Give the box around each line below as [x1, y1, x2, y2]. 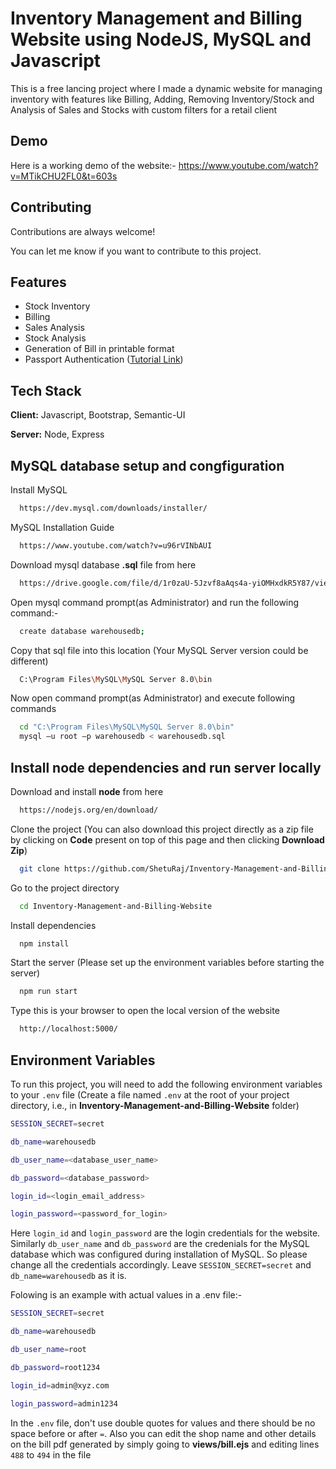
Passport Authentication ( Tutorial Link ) [24, 353, 184, 366]
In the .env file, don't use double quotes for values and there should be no [10, 1417, 316, 1429]
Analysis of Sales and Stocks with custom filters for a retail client [10, 103, 278, 116]
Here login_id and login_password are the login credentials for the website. [10, 1227, 321, 1239]
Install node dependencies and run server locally [10, 759, 322, 776]
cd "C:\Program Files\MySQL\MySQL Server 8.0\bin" [19, 722, 235, 732]
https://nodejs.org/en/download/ [19, 805, 159, 815]
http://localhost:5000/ [19, 1024, 118, 1034]
